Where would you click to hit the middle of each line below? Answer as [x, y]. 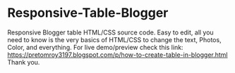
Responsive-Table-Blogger [88, 13]
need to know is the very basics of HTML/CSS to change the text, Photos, [114, 39]
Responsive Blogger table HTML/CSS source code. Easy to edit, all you [110, 32]
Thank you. [24, 62]
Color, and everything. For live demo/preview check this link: [95, 47]
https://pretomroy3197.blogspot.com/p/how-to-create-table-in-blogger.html [117, 55]
